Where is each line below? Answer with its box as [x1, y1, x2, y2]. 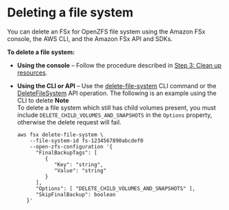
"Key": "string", [53, 161, 104, 168]
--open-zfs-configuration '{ [29, 143, 113, 150]
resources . [16, 68, 48, 77]
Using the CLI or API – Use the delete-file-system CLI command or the [16, 81, 217, 90]
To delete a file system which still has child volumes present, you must [16, 103, 216, 111]
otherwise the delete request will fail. [16, 118, 122, 126]
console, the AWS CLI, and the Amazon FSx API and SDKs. [7, 34, 173, 42]
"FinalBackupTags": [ [35, 149, 97, 156]
